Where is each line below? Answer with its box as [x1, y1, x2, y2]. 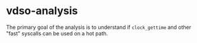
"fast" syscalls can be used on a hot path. [6, 29, 108, 37]
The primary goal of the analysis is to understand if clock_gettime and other [6, 24, 191, 31]
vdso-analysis [6, 4, 78, 18]
